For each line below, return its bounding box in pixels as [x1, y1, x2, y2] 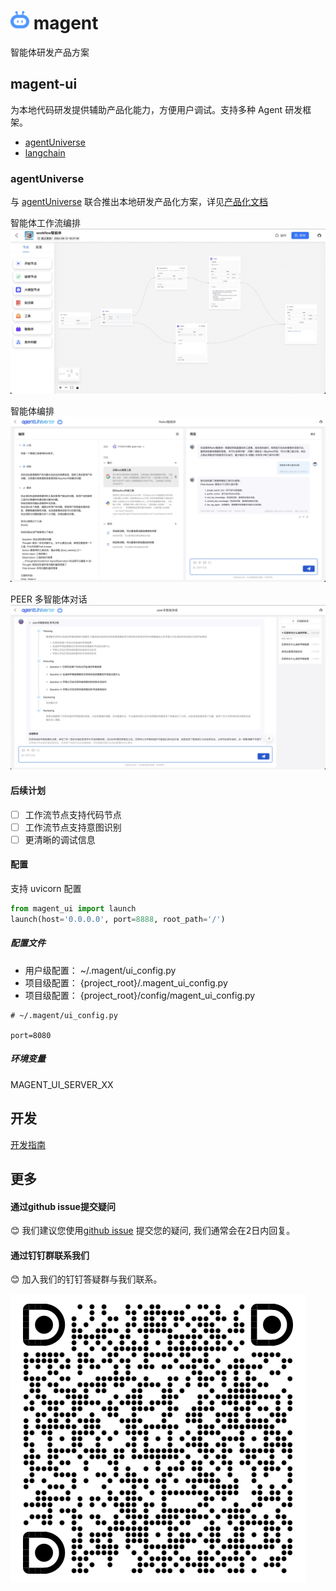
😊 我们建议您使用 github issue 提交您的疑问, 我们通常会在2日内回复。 [10, 1225, 296, 1237]
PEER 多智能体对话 [10, 593, 88, 605]
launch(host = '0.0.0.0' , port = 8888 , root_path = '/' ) [10, 914, 226, 924]
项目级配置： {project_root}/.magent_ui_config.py [24, 976, 228, 989]
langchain [24, 146, 66, 159]
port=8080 [10, 1030, 52, 1040]
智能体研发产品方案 [10, 46, 90, 58]
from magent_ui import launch [10, 904, 137, 914]
